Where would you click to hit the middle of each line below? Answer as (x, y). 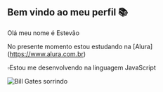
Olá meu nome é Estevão (43, 33)
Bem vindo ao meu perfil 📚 (68, 12)
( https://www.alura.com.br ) (47, 54)
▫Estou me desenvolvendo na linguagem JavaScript (81, 67)
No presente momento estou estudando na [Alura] (80, 46)
